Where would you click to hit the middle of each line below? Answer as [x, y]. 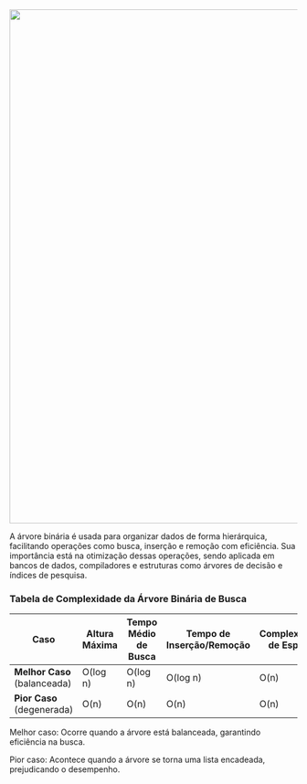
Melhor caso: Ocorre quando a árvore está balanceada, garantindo [135, 732]
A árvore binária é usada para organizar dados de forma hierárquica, [138, 536]
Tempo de [208, 634]
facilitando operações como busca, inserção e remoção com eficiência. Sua [153, 546]
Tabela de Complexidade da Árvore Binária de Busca [128, 599]
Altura [100, 634]
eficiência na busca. [48, 742]
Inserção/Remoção [208, 645]
